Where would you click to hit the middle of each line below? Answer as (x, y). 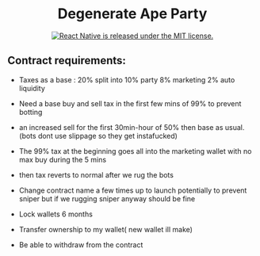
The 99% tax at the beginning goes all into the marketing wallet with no (135, 151)
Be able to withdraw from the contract (81, 245)
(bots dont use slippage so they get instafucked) (98, 136)
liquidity (32, 88)
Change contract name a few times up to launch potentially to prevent (133, 190)
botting (31, 112)
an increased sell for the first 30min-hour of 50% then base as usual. (132, 127)
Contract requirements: (67, 61)
